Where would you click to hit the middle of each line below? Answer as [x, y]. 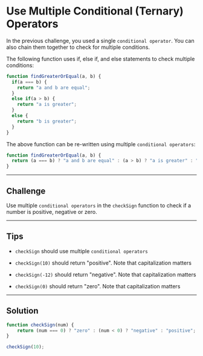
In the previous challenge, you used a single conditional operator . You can [100, 40]
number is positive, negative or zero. [52, 212]
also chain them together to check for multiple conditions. [78, 47]
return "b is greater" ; [47, 121]
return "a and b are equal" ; [54, 88]
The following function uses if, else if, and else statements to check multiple [101, 59]
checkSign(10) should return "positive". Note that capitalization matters [103, 263]
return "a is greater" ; [47, 105]
